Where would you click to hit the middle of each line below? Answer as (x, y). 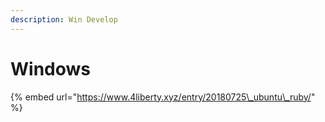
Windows (50, 68)
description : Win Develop (64, 19)
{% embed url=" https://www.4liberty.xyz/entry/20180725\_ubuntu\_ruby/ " (163, 97)
